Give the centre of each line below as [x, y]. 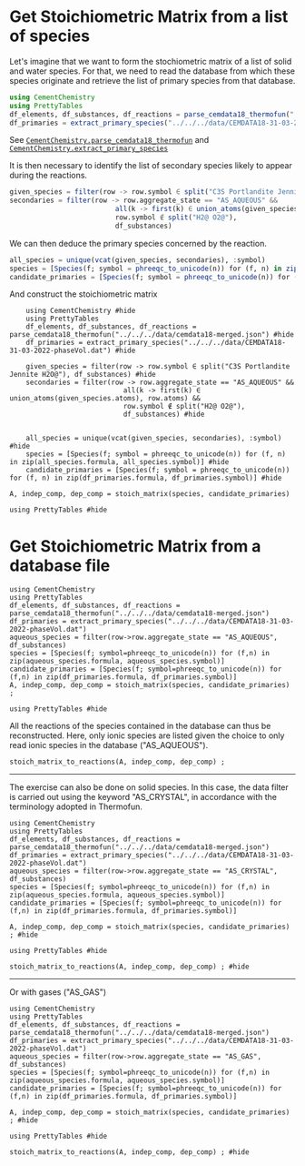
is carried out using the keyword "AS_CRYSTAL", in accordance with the [143, 797]
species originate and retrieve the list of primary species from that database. [152, 80]
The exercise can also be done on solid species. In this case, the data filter [149, 787]
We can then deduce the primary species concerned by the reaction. [138, 243]
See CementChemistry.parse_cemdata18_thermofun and [109, 140]
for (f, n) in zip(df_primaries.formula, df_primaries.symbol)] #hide [146, 478]
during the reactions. [49, 176]
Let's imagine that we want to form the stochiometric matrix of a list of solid [151, 61]
